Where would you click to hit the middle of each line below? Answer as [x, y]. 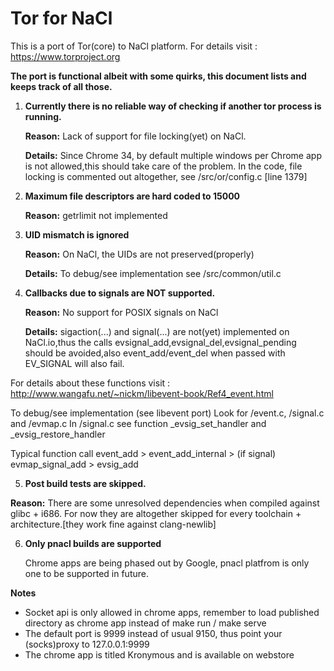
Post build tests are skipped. [85, 483]
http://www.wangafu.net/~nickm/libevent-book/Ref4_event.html [142, 393]
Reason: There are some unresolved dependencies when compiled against [165, 503]
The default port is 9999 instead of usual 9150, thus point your [153, 633]
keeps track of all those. [61, 86]
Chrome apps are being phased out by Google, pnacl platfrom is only [167, 563]
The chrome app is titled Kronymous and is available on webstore [159, 654]
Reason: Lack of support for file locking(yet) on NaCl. [135, 136]
